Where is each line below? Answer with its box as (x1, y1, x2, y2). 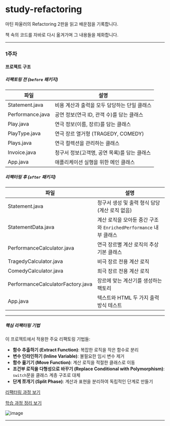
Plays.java (8, 139, 32, 146)
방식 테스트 (97, 302, 122, 309)
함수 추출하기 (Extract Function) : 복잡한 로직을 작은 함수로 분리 (12, 347, 139, 353)
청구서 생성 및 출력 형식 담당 (97, 199, 160, 206)
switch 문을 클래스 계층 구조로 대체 (12, 372, 81, 378)
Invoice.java (8, 149, 36, 156)
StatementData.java (8, 224, 55, 231)
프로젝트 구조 (5, 64, 31, 70)
